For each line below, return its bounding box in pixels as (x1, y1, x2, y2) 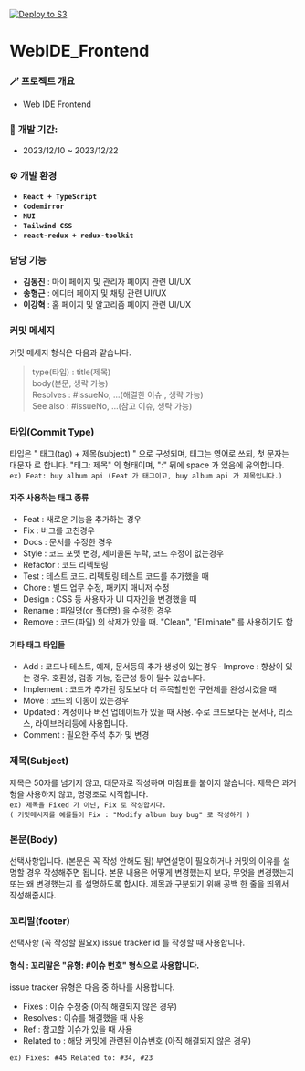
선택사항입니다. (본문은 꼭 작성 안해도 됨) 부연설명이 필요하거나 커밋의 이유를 (9, 855, 281, 866)
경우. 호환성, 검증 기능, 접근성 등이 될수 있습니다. (32, 672, 205, 684)
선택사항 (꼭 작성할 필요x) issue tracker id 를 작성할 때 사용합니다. (9, 937, 245, 949)
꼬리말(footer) (9, 914, 70, 927)
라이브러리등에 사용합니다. (35, 718, 129, 730)
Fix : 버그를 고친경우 (22, 525, 96, 536)
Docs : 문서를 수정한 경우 (22, 537, 113, 548)
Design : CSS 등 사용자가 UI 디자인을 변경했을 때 (22, 593, 197, 604)
